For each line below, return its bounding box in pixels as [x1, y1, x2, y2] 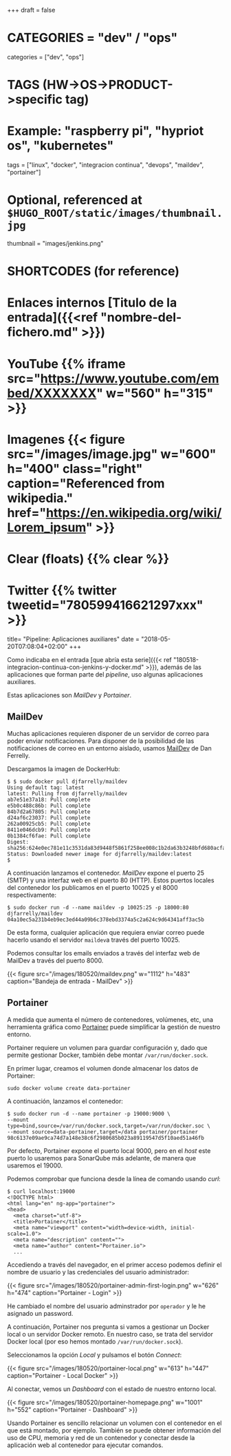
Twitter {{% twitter [7, 583, 117, 599]
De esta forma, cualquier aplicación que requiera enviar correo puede [7, 928, 205, 936]
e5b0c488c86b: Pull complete [7, 802, 91, 809]
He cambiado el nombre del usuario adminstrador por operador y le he [7, 1301, 206, 1310]
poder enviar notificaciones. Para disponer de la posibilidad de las [7, 737, 195, 745]
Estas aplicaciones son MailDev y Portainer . [7, 690, 132, 699]
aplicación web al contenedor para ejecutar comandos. [7, 1441, 164, 1449]
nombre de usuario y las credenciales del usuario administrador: [7, 1268, 190, 1276]
